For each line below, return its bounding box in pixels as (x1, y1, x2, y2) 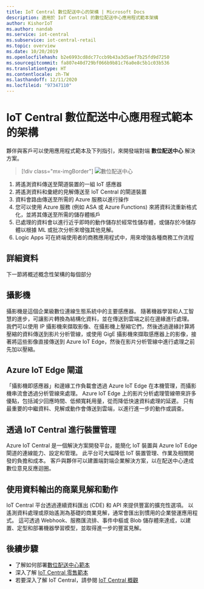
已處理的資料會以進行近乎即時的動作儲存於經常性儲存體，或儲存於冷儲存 (15, 218, 196, 226)
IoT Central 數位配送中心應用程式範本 (6, 111, 193, 125)
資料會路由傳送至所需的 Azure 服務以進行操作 (15, 195, 129, 203)
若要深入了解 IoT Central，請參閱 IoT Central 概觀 (15, 576, 138, 584)
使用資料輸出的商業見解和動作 (6, 484, 118, 495)
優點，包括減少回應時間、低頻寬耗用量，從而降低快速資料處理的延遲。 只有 (6, 397, 194, 405)
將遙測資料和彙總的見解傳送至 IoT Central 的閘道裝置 (15, 188, 147, 195)
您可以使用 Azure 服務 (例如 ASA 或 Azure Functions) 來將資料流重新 (15, 203, 186, 211)
